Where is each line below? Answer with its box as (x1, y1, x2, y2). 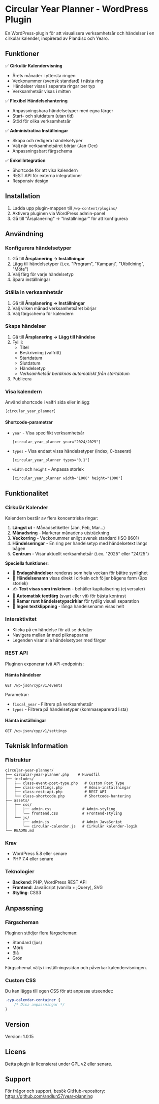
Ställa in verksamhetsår (5, 289, 63, 296)
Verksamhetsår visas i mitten (12, 88, 71, 94)
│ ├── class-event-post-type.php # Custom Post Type (5, 781, 125, 786)
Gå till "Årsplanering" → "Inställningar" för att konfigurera (12, 215, 128, 221)
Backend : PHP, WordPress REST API (12, 879, 87, 885)
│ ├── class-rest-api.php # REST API (5, 789, 107, 794)
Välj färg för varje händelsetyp (12, 272, 74, 277)
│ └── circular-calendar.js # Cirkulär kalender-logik (5, 824, 138, 828)
